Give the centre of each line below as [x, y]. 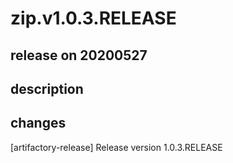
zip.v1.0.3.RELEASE [93, 18]
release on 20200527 [79, 55]
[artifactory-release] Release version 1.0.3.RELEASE [116, 147]
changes [38, 123]
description [47, 88]
